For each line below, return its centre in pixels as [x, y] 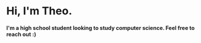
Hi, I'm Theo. [39, 11]
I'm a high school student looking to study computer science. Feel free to [100, 27]
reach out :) [21, 34]
